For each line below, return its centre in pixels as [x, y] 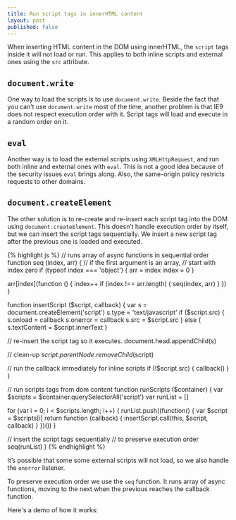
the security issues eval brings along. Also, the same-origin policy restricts [116, 174]
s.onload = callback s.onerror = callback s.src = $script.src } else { [104, 320]
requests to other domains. [46, 181]
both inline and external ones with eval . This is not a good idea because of [116, 167]
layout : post [26, 20]
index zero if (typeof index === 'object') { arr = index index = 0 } [101, 270]
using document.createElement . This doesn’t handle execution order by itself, [118, 226]
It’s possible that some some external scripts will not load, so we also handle [118, 460]
